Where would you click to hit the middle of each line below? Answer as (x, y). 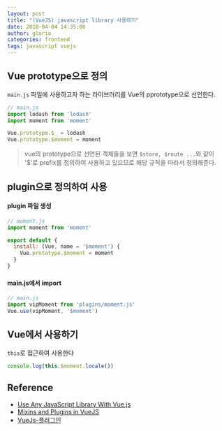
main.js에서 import (34, 283)
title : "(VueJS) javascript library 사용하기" (73, 20)
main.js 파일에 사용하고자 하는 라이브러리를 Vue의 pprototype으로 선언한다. (111, 94)
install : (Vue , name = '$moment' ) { (67, 247)
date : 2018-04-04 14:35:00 (46, 27)
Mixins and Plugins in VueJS (58, 412)
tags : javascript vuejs (42, 46)
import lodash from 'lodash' (50, 114)
